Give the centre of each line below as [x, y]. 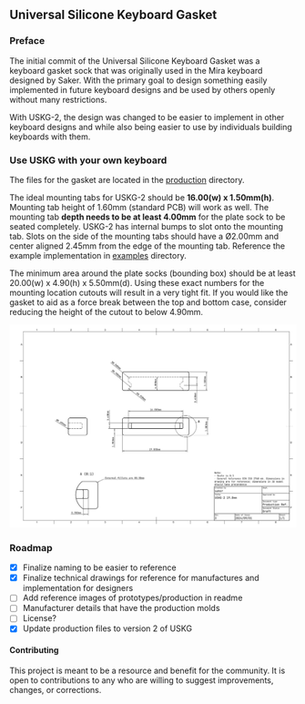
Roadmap [31, 547]
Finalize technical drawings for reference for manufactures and [141, 578]
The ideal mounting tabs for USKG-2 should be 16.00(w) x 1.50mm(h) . [142, 197]
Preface [27, 41]
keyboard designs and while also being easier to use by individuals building [151, 127]
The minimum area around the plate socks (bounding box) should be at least [152, 273]
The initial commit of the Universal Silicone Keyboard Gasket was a [135, 61]
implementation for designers [78, 588]
